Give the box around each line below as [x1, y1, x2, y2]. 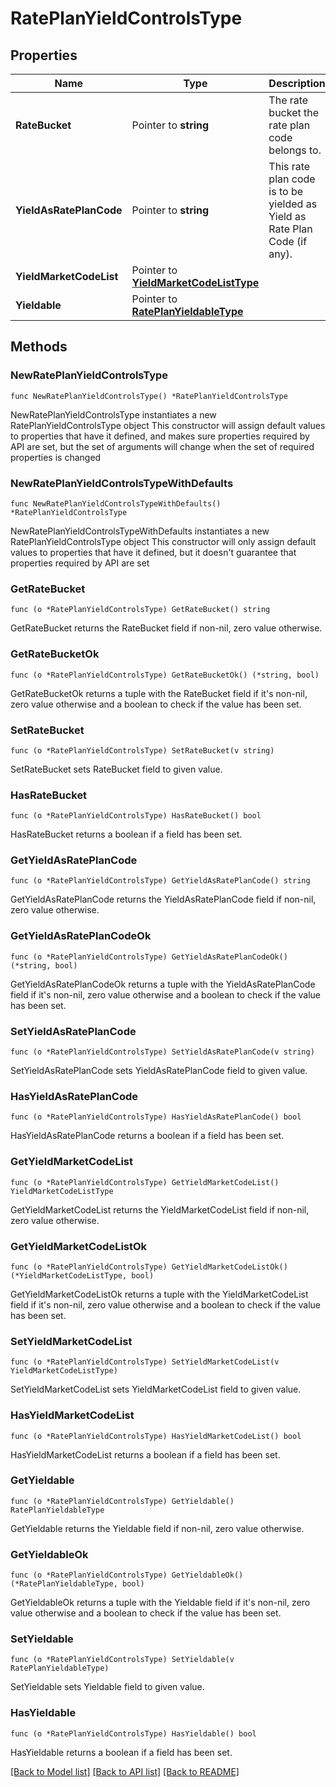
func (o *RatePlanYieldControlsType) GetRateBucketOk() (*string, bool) [10, 670, 320, 680]
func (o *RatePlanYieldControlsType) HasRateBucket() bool [10, 811, 262, 821]
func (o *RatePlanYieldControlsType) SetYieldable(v [10, 1655, 235, 1665]
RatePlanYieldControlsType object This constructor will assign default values [10, 419, 326, 431]
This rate [268, 160, 311, 173]
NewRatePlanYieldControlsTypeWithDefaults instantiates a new [10, 525, 270, 537]
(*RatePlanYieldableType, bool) [10, 1579, 145, 1589]
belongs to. [268, 143, 322, 157]
